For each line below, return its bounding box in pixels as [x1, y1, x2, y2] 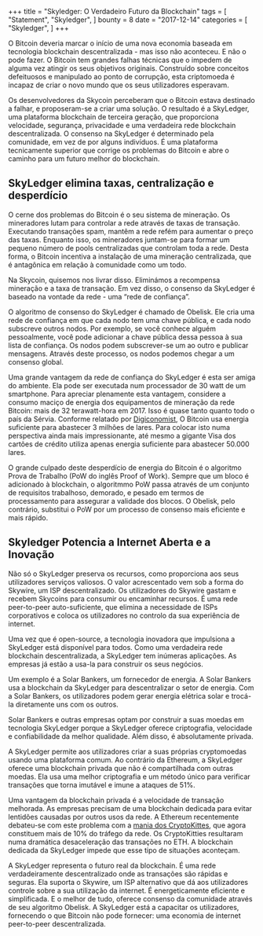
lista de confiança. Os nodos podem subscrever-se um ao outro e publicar [8, 340, 249, 350]
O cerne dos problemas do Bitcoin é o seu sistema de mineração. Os [8, 210, 230, 219]
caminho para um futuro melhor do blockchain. [8, 154, 160, 163]
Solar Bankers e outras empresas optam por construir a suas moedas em [8, 714, 245, 724]
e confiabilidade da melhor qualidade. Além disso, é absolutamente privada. [8, 731, 254, 741]
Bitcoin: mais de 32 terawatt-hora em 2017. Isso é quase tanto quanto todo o [8, 406, 255, 415]
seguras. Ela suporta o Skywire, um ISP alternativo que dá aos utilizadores [8, 877, 249, 886]
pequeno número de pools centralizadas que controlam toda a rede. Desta [8, 243, 249, 252]
